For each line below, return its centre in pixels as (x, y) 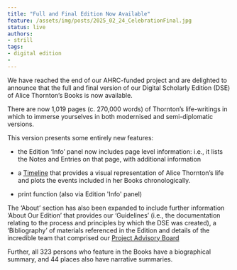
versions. (21, 124)
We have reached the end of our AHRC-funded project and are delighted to (117, 80)
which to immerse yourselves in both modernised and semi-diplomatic (110, 116)
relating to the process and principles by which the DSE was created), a (112, 223)
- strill (20, 40)
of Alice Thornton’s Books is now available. (70, 95)
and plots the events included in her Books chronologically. (104, 180)
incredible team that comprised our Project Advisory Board (93, 237)
